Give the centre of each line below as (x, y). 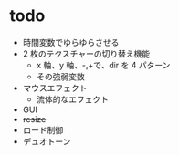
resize (34, 119)
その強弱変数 (60, 76)
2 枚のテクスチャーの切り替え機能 (86, 53)
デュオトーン (47, 141)
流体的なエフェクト (73, 99)
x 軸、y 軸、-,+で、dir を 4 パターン (103, 65)
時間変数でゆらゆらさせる (71, 42)
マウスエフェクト (55, 88)
